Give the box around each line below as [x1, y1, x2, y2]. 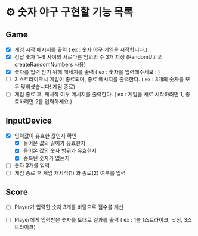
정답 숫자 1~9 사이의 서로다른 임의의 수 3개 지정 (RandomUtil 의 [14, 54, 163, 61]
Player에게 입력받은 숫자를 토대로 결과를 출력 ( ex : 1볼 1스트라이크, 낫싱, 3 [14, 216, 187, 224]
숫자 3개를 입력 [14, 162, 50, 169]
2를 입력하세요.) [35, 98, 73, 105]
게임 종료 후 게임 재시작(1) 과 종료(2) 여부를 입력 [14, 169, 126, 177]
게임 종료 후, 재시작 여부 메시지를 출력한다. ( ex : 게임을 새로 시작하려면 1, [14, 90, 184, 98]
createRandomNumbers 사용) [14, 61, 86, 68]
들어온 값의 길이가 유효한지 [23, 140, 86, 147]
